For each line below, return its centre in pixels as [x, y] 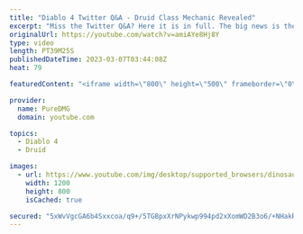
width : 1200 [48, 183]
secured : [26, 216]
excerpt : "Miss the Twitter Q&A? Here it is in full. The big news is [145, 26]
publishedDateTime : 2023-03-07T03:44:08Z [88, 59]
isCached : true [54, 200]
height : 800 [48, 191]
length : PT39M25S [42, 51]
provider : [28, 100]
